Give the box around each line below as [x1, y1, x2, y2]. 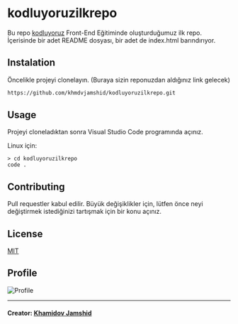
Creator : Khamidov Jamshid [7, 309, 92, 318]
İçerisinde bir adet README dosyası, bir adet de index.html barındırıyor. [7, 36, 216, 44]
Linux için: [7, 141, 38, 150]
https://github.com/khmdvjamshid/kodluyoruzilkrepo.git [7, 89, 176, 97]
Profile [7, 267, 38, 279]
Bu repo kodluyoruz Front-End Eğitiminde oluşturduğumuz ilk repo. [7, 28, 203, 37]
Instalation [7, 57, 55, 69]
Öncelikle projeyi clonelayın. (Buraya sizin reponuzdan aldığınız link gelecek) [7, 75, 230, 84]
